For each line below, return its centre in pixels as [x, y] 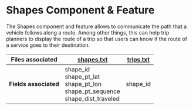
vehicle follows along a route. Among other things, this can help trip [88, 32]
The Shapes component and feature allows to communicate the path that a [97, 26]
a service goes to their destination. [48, 45]
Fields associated [34, 84]
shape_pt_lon [83, 84]
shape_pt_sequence [92, 91]
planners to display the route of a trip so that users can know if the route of [97, 39]
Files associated [34, 59]
